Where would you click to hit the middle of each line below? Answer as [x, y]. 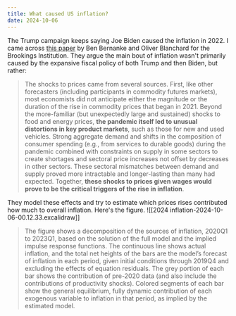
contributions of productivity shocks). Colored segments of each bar [124, 283]
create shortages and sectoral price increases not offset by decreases [126, 158]
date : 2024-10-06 [33, 20]
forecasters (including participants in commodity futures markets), [121, 91]
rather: [17, 70]
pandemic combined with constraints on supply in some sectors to [121, 151]
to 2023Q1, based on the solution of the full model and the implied [120, 238]
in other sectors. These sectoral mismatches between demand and [122, 166]
